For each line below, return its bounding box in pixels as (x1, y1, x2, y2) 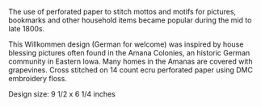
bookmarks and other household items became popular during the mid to (8, 15, 252, 25)
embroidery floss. (8, 74, 67, 83)
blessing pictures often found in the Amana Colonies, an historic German (8, 48, 250, 57)
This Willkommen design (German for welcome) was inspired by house (8, 39, 244, 49)
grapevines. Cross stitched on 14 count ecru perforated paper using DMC (8, 65, 253, 75)
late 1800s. (8, 24, 45, 33)
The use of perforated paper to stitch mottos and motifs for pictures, (8, 7, 237, 16)
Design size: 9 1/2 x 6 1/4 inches (8, 89, 116, 99)
